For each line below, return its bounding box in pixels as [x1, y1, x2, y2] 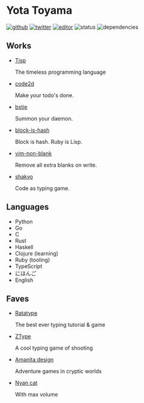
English [14, 276, 34, 284]
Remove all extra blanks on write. [14, 161, 97, 169]
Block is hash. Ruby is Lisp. [14, 138, 83, 145]
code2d [14, 80, 35, 87]
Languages [6, 202, 49, 212]
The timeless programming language [14, 68, 106, 76]
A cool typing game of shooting [14, 344, 93, 351]
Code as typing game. [14, 184, 70, 192]
